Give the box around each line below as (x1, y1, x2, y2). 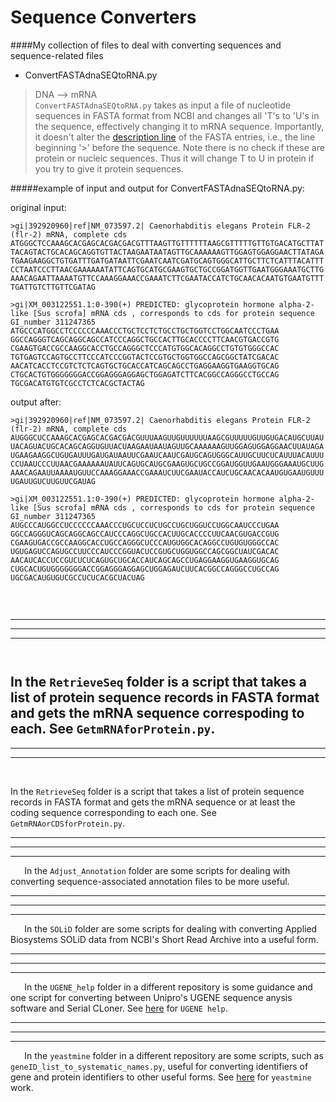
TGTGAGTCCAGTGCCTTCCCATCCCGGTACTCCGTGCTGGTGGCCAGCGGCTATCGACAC (10, 352, 280, 362)
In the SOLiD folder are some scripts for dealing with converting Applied (24, 922, 318, 935)
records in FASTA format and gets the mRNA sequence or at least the (10, 796, 296, 808)
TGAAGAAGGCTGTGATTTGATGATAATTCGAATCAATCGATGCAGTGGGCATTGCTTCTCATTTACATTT (10, 256, 325, 266)
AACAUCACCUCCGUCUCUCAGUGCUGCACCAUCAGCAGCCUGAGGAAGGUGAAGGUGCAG (10, 555, 280, 565)
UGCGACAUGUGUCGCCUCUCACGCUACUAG (10, 572, 145, 583)
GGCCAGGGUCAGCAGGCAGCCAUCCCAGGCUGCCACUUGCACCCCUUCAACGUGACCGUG (10, 529, 280, 539)
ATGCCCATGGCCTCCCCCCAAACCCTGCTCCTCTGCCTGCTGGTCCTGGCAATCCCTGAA (10, 326, 280, 336)
